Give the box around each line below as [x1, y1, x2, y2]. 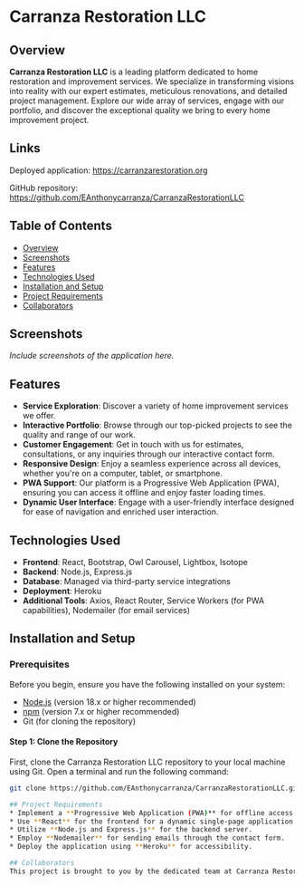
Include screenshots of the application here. [9, 351, 175, 361]
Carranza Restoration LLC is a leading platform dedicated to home [9, 66, 259, 77]
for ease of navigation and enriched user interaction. [22, 506, 219, 517]
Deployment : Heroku [22, 586, 102, 597]
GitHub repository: [9, 182, 79, 193]
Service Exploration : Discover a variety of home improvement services [22, 400, 289, 411]
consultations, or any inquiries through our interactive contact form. [22, 448, 275, 459]
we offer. [22, 410, 56, 421]
